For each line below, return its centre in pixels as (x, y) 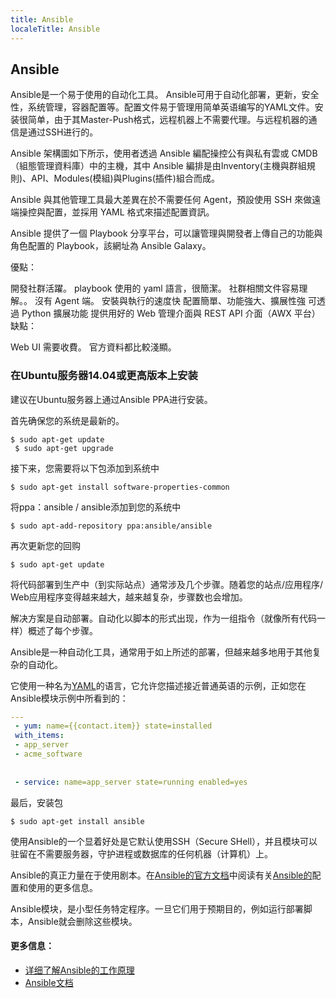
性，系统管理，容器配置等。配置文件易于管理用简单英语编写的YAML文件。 (162, 107)
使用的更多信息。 (62, 887)
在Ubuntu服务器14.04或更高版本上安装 (104, 376)
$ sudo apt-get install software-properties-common (120, 487)
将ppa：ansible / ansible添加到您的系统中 (96, 507)
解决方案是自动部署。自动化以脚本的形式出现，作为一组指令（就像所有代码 (163, 618)
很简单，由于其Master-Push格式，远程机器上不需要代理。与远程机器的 (163, 120)
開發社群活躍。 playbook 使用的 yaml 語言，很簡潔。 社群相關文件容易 (155, 288)
